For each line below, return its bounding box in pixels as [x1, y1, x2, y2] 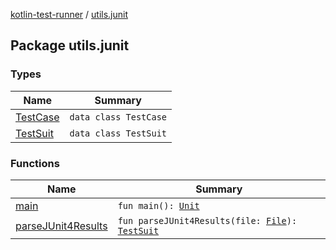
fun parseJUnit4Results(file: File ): [117, 215, 298, 226]
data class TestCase [69, 111, 168, 123]
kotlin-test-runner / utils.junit [10, 9, 129, 20]
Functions [10, 156, 60, 170]
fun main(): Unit [117, 200, 200, 211]
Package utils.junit [10, 37, 130, 54]
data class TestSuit [69, 127, 168, 139]
